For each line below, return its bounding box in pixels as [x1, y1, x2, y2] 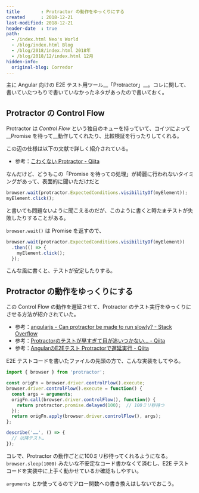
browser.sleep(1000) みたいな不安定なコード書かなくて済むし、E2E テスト [6, 460, 189, 467]
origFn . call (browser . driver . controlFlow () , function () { [11, 396, 156, 403]
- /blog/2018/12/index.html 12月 [11, 53, 94, 59]
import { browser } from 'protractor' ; [6, 369, 105, 375]
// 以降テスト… [11, 435, 45, 441]
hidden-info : [6, 58, 39, 64]
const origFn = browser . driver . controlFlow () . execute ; [6, 380, 145, 386]
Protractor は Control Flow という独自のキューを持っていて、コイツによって [6, 125, 191, 132]
